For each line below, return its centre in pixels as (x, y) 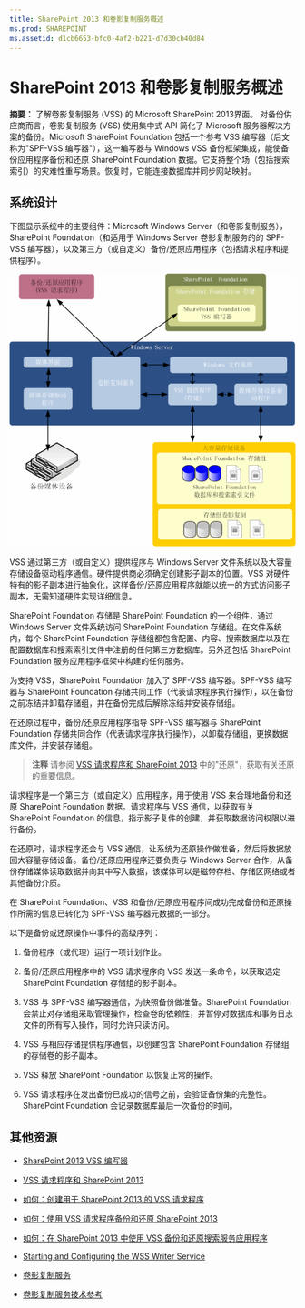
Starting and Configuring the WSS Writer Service (114, 1256)
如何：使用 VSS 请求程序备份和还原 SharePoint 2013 (120, 1219)
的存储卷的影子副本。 (62, 1056)
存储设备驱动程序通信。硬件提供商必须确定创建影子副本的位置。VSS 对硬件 (150, 574)
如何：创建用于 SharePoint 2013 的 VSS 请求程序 (113, 1200)
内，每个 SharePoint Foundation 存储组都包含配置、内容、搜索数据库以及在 (150, 639)
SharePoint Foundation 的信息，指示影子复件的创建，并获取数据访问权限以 (148, 818)
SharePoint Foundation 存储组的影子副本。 (102, 983)
